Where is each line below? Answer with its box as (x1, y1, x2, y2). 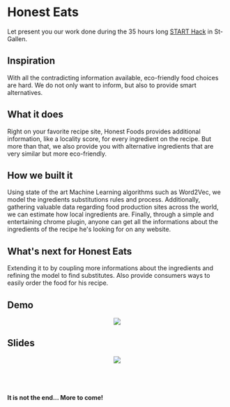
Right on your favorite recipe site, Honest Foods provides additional (7, 127, 201, 135)
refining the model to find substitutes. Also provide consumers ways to (7, 272, 210, 280)
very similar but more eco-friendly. (7, 149, 107, 158)
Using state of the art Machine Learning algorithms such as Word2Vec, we (7, 188, 221, 196)
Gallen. (7, 34, 28, 43)
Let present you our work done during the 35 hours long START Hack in (7, 27, 213, 36)
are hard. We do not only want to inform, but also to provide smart (7, 81, 197, 89)
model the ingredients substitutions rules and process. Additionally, (7, 195, 201, 204)
